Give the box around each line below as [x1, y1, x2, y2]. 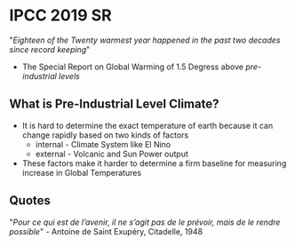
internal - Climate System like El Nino [35, 139, 171, 149]
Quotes [9, 193, 52, 209]
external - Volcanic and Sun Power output [35, 148, 188, 159]
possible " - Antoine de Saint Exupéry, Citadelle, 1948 [9, 226, 203, 236]
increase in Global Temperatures [21, 167, 142, 178]
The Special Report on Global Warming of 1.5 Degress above [21, 61, 244, 72]
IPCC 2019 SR [9, 5, 113, 26]
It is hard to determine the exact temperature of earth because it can [21, 120, 274, 131]
